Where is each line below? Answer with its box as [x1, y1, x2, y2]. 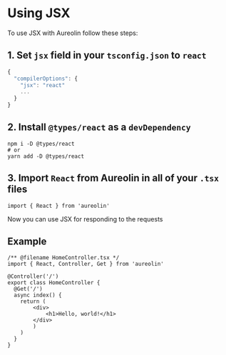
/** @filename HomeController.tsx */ [7, 254, 120, 261]
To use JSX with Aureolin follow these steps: [7, 29, 138, 37]
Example [7, 236, 47, 248]
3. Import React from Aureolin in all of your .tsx [7, 172, 220, 184]
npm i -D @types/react [7, 140, 75, 147]
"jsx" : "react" [20, 81, 66, 89]
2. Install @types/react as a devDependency [7, 121, 191, 134]
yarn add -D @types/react [7, 152, 84, 160]
